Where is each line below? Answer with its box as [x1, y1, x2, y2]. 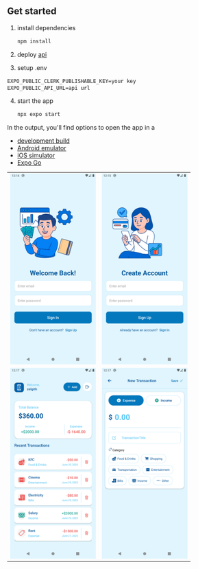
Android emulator [16, 143, 66, 152]
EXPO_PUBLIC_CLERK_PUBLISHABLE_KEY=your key [7, 78, 136, 84]
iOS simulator [16, 151, 55, 159]
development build [16, 137, 70, 145]
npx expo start [16, 111, 61, 117]
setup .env [16, 63, 47, 71]
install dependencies [16, 23, 76, 32]
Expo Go [16, 158, 42, 167]
